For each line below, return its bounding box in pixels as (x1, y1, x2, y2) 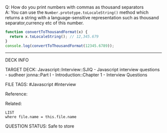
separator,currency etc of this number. (5, 20, 84, 26)
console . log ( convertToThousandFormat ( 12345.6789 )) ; (5, 43, 114, 48)
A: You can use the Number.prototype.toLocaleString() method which (5, 9, 149, 15)
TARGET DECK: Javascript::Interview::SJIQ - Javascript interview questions (5, 66, 160, 72)
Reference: (5, 91, 28, 97)
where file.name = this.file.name (5, 114, 77, 119)
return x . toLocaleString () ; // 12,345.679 (9, 34, 99, 39)
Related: (5, 100, 22, 106)
